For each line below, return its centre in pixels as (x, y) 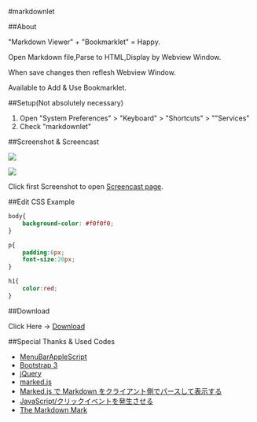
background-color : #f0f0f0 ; (68, 224)
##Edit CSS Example (42, 202)
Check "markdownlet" (55, 126)
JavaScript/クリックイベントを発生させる (86, 401)
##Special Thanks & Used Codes (62, 341)
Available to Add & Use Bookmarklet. (68, 87)
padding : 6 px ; (44, 252)
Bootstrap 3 (39, 365)
